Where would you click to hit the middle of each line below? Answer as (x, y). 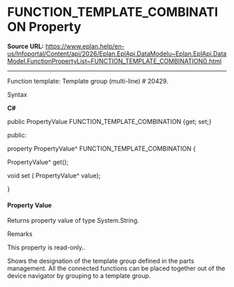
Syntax (17, 94)
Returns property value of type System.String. (73, 221)
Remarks (20, 234)
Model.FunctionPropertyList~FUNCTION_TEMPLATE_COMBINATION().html (114, 61)
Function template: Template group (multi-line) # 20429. (88, 81)
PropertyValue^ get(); (38, 162)
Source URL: (25, 46)
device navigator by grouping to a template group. (79, 276)
